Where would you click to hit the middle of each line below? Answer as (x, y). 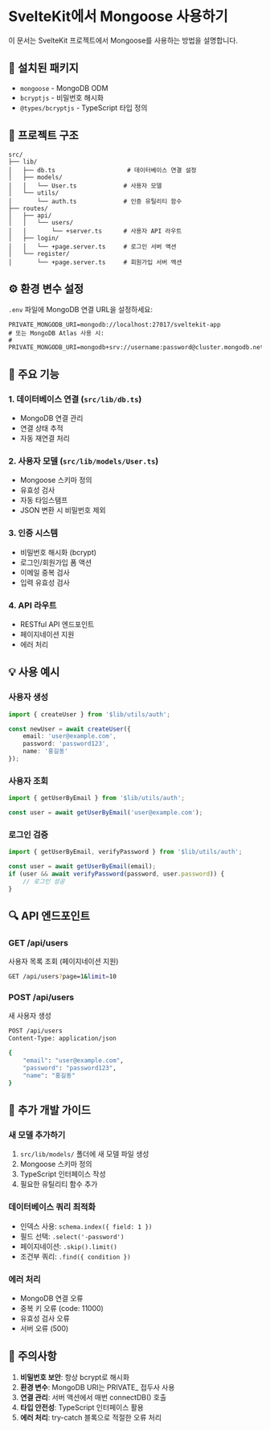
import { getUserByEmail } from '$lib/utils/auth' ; (96, 798)
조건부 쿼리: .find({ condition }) (75, 1256)
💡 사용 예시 (34, 672)
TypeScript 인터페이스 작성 (63, 1174)
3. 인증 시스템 (33, 534)
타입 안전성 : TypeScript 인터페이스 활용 (82, 1407)
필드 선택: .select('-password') (72, 1236)
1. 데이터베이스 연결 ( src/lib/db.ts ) (75, 399)
